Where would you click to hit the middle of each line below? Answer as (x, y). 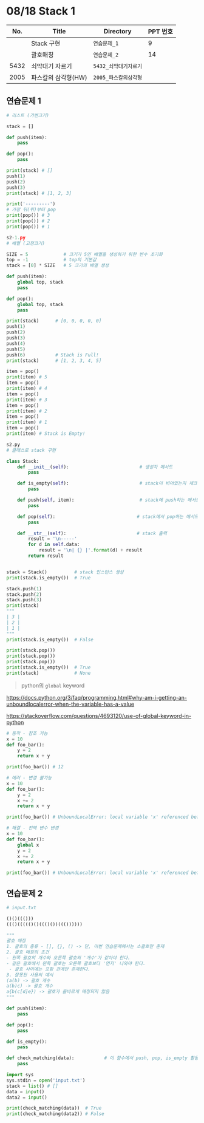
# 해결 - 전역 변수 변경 (32, 828)
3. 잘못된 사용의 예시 (30, 975)
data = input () (25, 1091)
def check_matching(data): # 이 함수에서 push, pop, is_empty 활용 (103, 1058)
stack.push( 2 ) (24, 594)
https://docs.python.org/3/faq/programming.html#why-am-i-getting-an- (97, 697)
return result (46, 556)
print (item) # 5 (27, 377)
